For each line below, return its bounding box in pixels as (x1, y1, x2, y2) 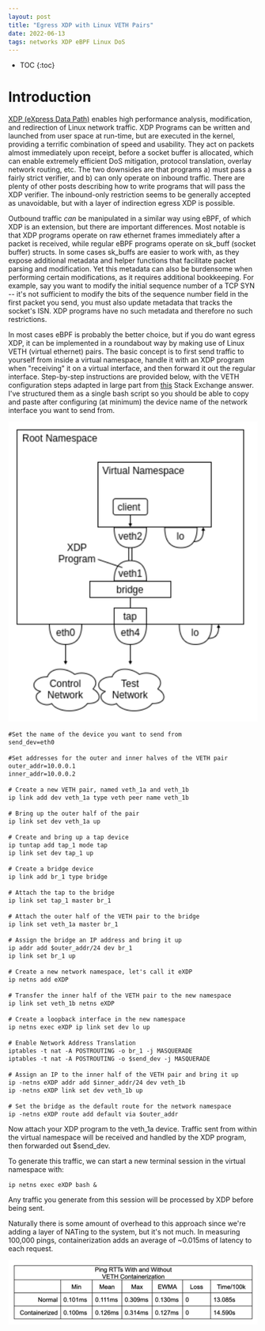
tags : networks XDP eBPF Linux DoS (8, 38, 126, 46)
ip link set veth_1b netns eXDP (8, 999, 115, 1007)
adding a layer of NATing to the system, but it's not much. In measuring (8, 1227, 240, 1236)
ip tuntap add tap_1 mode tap (8, 841, 108, 849)
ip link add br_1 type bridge (8, 873, 108, 881)
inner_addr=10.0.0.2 (8, 770, 77, 778)
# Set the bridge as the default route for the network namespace (8, 1102, 232, 1110)
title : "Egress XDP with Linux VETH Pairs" (8, 21, 154, 29)
